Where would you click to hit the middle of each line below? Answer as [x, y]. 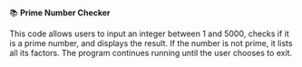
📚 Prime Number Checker [60, 13]
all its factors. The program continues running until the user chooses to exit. [151, 53]
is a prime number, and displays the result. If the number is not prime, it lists [151, 43]
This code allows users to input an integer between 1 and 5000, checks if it [150, 33]
